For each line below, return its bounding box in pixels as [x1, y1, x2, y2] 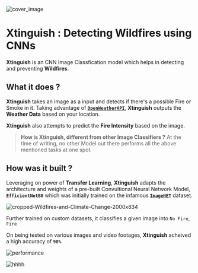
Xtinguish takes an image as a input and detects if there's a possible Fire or [6, 98, 191, 105]
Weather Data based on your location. [6, 110, 100, 118]
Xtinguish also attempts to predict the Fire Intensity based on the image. [6, 122, 186, 129]
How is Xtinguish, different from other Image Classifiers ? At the [20, 134, 182, 141]
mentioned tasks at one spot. [20, 146, 92, 153]
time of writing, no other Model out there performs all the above [20, 139, 177, 147]
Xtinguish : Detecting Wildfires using [6, 27, 192, 40]
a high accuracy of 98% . [6, 237, 63, 245]
